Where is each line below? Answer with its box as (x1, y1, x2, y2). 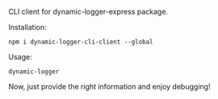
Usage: (8, 52, 32, 61)
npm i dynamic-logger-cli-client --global (8, 38, 153, 46)
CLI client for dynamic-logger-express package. (8, 7, 168, 16)
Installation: (8, 23, 47, 31)
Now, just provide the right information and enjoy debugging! (8, 82, 211, 91)
